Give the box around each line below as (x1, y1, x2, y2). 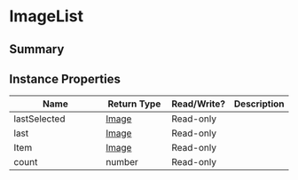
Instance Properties (9, 71, 122, 86)
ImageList (9, 6, 84, 27)
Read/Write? (171, 98, 226, 110)
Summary (9, 42, 65, 57)
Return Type (107, 98, 161, 110)
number (106, 156, 139, 168)
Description (233, 98, 285, 110)
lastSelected (13, 113, 66, 125)
